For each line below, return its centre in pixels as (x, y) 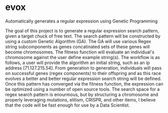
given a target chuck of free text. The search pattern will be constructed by (83, 36)
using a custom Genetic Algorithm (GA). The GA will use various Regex (78, 41)
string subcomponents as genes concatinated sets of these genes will (77, 46)
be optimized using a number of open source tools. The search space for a (82, 89)
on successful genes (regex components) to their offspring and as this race (83, 73)
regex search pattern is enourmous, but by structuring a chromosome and (82, 94)
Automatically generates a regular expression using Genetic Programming (81, 21)
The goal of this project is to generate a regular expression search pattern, (82, 30)
